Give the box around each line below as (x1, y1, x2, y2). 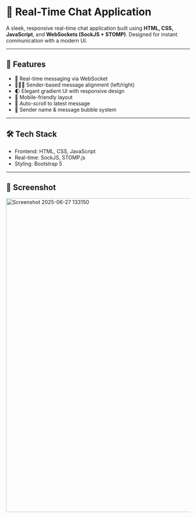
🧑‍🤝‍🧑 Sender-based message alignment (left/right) (14, 81, 135, 88)
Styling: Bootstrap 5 (14, 160, 62, 167)
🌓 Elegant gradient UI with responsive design (14, 87, 125, 94)
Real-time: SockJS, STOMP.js (14, 154, 86, 161)
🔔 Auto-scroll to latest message (14, 99, 90, 107)
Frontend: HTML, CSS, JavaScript (14, 147, 96, 154)
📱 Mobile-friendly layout (14, 94, 73, 101)
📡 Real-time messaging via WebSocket (14, 75, 108, 82)
